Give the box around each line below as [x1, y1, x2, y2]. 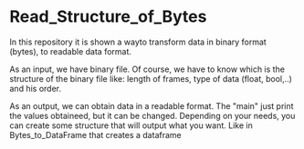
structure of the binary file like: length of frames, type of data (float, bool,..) [9, 73, 292, 84]
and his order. [9, 83, 62, 94]
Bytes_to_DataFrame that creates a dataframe [9, 129, 182, 140]
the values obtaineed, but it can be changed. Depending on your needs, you [9, 110, 296, 121]
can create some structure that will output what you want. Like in [9, 120, 253, 131]
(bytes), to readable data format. [9, 45, 132, 56]
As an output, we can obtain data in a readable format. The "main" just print [9, 100, 294, 111]
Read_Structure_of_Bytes [9, 6, 207, 27]
